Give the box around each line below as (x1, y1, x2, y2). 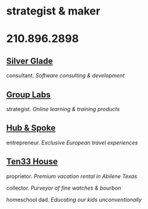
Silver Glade (6, 56, 53, 66)
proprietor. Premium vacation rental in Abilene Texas (6, 172, 138, 179)
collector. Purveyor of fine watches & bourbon (6, 184, 121, 191)
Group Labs (6, 89, 51, 100)
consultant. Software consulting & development (6, 72, 125, 79)
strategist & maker (6, 4, 101, 18)
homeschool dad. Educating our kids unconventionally (6, 196, 142, 203)
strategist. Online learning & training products (6, 106, 120, 112)
